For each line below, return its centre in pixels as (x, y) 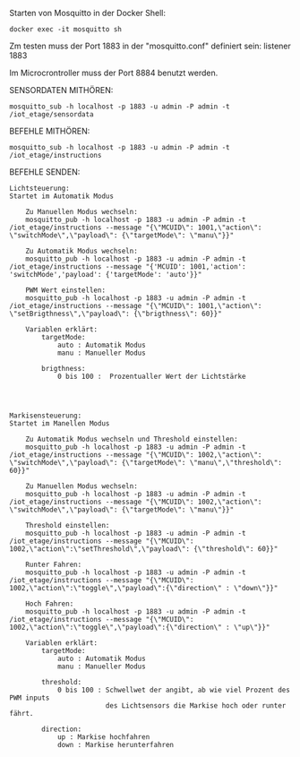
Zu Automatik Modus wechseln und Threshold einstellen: (132, 439)
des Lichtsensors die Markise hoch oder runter (196, 706)
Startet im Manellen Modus (60, 424)
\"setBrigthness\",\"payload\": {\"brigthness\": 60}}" (116, 314)
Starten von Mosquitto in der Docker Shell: (88, 13)
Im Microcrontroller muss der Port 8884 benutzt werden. (114, 73)
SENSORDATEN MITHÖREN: (61, 90)
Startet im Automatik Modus (62, 196)
